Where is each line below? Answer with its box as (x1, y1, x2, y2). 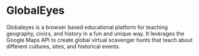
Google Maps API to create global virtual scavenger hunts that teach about (6, 36, 193, 43)
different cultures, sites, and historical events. (6, 43, 121, 50)
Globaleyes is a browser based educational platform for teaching (6, 23, 168, 31)
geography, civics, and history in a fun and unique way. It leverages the (6, 30, 185, 37)
